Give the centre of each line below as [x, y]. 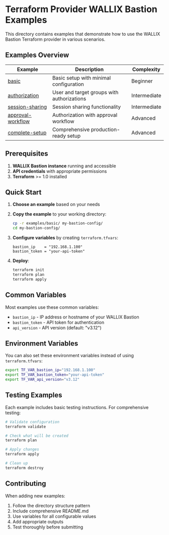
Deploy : [21, 261]
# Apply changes [22, 449]
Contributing [26, 484]
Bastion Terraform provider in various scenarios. [55, 39]
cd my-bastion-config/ [36, 228]
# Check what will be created [37, 436]
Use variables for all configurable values [54, 516]
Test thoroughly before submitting [48, 527]
